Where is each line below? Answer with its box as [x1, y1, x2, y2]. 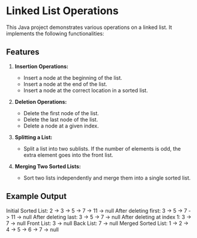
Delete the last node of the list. [23, 116, 98, 123]
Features [6, 47, 40, 57]
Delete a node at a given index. [23, 122, 99, 129]
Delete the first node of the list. [23, 109, 99, 116]
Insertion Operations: [14, 63, 69, 70]
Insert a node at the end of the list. [23, 80, 107, 87]
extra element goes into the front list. [23, 151, 113, 158]
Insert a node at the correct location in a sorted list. [23, 87, 149, 94]
